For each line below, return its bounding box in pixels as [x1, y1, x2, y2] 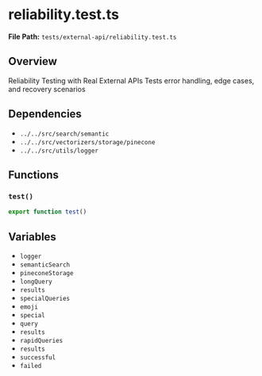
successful [19, 353, 56, 362]
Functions [8, 168, 60, 182]
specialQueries [19, 294, 71, 302]
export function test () [8, 208, 87, 216]
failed [19, 362, 42, 370]
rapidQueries [19, 336, 64, 344]
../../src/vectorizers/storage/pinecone [19, 138, 156, 146]
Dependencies [8, 107, 82, 121]
